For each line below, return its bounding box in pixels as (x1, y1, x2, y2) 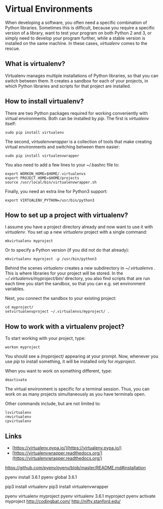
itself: (5, 121, 16, 127)
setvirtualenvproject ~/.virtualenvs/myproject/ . (5, 309, 110, 314)
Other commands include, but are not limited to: (5, 401, 101, 406)
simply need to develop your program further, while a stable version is (5, 35, 145, 41)
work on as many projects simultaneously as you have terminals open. (5, 391, 146, 397)
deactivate (5, 378, 27, 382)
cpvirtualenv (5, 419, 32, 424)
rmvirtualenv (5, 414, 32, 420)
